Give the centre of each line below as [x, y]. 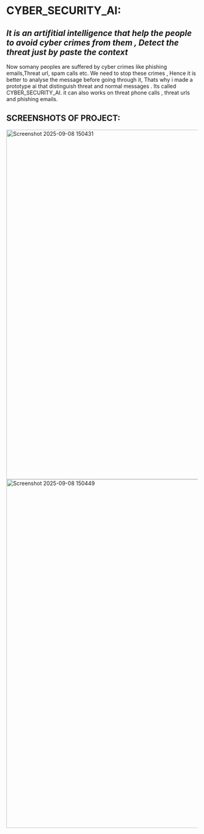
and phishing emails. [32, 99]
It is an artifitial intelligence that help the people [99, 33]
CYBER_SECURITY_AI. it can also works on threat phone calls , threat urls [98, 93]
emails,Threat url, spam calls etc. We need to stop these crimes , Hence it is [101, 73]
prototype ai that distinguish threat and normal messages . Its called [91, 86]
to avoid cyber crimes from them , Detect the [93, 42]
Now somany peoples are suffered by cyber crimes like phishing [87, 67]
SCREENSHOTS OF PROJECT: [63, 118]
